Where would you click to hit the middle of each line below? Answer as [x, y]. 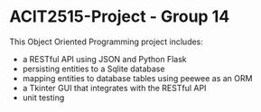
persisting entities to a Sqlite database [93, 69]
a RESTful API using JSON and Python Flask [104, 59]
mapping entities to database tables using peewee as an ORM [137, 78]
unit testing [43, 98]
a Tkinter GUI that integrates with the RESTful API [114, 88]
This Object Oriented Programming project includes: [106, 42]
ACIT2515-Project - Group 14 [120, 17]
